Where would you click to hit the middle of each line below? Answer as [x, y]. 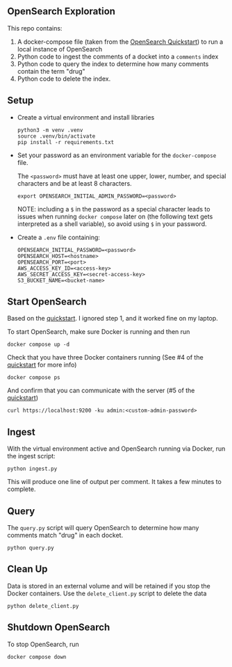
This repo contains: [35, 28]
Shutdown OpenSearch [59, 628]
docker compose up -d [39, 345]
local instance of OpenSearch [60, 49]
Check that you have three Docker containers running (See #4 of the [105, 357]
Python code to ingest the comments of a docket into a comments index [118, 56]
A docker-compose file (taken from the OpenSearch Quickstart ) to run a [120, 42]
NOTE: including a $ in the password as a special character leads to [114, 209]
